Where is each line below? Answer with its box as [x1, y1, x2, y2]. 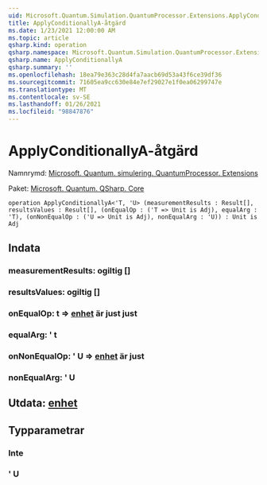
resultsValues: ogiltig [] [8, 287, 101, 298]
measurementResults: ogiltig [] [8, 266, 131, 277]
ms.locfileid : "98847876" [8, 108, 94, 116]
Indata [8, 242, 41, 255]
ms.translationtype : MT [8, 85, 87, 94]
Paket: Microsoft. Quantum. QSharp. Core [8, 184, 145, 193]
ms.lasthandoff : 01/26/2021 [8, 100, 102, 108]
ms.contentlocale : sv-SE [8, 93, 91, 101]
